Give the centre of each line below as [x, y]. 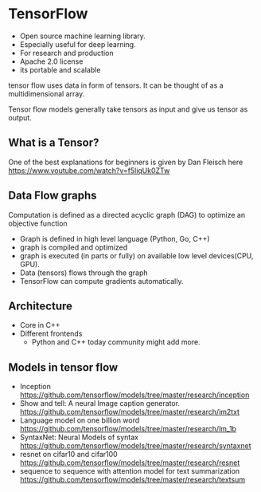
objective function [38, 223]
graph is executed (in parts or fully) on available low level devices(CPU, [136, 255]
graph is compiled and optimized [74, 247]
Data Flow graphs [53, 196]
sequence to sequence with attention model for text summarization [130, 471]
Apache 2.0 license [51, 61]
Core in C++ [40, 325]
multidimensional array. [47, 93]
